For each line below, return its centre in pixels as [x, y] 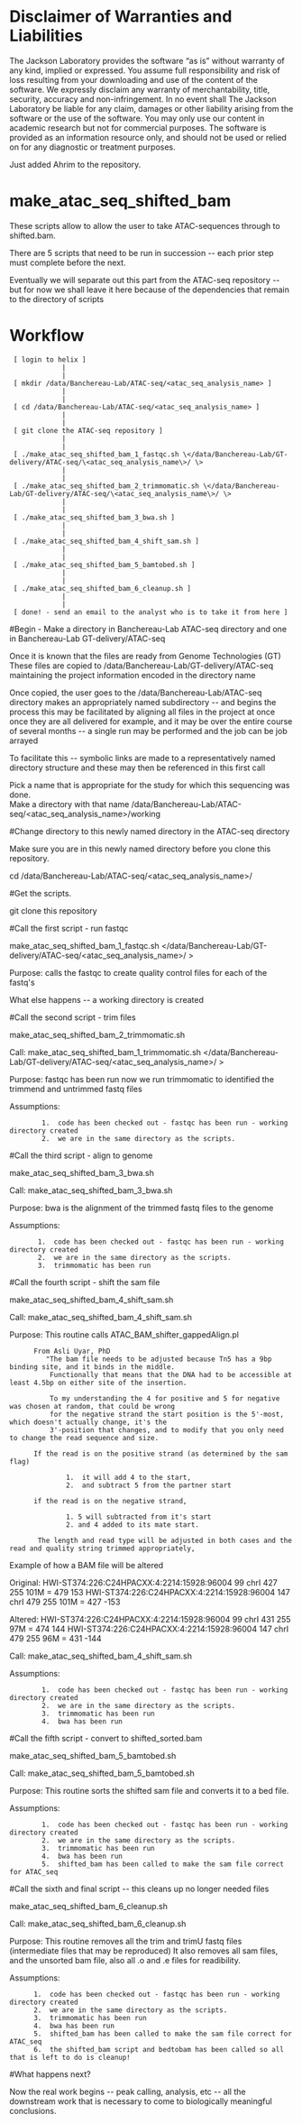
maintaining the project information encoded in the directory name [133, 675]
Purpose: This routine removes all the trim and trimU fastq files [126, 1941]
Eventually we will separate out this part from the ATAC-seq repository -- [145, 280]
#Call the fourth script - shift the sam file [85, 1282]
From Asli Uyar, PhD [72, 1351]
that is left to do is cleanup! [70, 2057]
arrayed [24, 740]
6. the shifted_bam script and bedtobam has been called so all [158, 2049]
